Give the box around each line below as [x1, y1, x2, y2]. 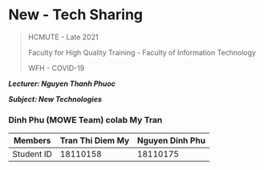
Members [13, 135, 51, 146]
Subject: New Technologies [8, 94, 102, 103]
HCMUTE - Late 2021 [27, 32, 99, 42]
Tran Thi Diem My [59, 135, 130, 146]
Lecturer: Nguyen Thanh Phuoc [8, 79, 116, 88]
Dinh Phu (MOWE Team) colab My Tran [8, 114, 163, 125]
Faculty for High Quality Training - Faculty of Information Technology [27, 47, 257, 57]
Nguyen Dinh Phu [136, 135, 206, 146]
